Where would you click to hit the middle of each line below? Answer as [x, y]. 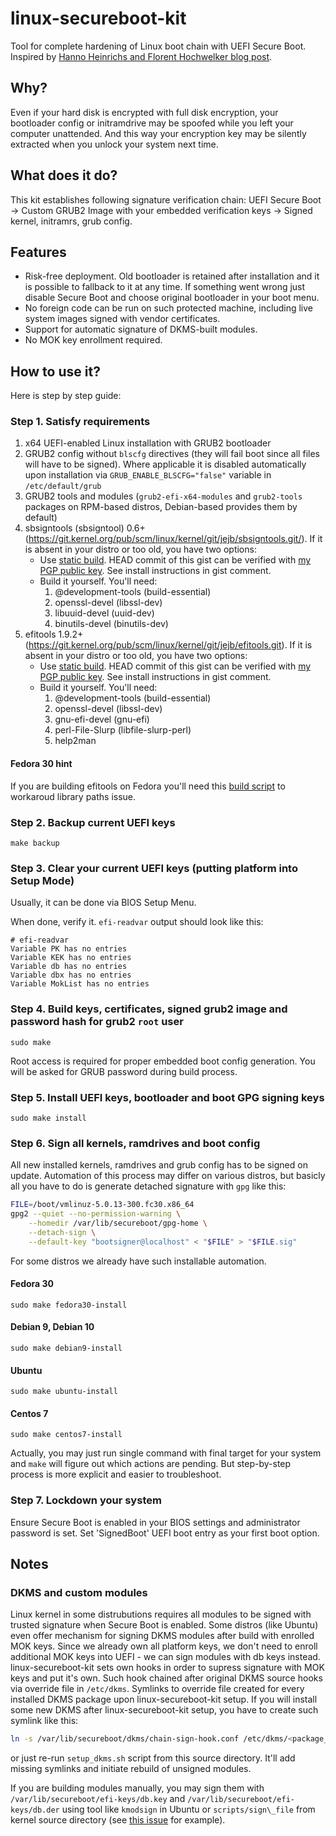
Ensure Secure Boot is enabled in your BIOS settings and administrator [155, 1522]
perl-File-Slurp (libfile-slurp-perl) [123, 730]
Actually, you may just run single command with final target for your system [166, 1453]
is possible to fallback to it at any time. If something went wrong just [165, 287]
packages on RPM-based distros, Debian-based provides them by [161, 507]
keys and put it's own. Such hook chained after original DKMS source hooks [166, 1678]
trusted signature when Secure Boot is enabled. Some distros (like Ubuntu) [164, 1625]
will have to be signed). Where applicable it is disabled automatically [165, 464]
